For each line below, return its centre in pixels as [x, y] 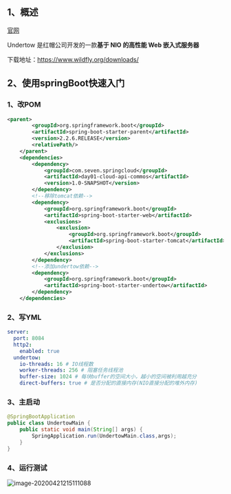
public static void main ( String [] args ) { [81, 430]
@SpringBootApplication [41, 417]
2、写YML [24, 317]
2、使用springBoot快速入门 [66, 84]
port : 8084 [29, 339]
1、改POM [24, 105]
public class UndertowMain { [49, 423]
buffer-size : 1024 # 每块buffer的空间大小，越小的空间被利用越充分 [108, 377]
